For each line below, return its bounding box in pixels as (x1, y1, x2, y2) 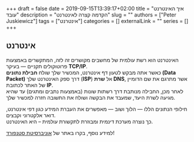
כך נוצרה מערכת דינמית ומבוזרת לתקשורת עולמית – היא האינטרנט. (6, 118, 153, 125)
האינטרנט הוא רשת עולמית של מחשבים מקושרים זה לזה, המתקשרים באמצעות (6, 56, 179, 64)
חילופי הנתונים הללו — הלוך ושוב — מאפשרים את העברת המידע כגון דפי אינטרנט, (6, 105, 188, 113)
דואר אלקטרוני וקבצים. (6, 111, 56, 118)
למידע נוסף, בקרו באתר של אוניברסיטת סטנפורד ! (6, 129, 115, 136)
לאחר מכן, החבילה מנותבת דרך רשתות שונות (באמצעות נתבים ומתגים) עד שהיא (6, 88, 184, 95)
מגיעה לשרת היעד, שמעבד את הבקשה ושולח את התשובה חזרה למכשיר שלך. (6, 94, 176, 101)
